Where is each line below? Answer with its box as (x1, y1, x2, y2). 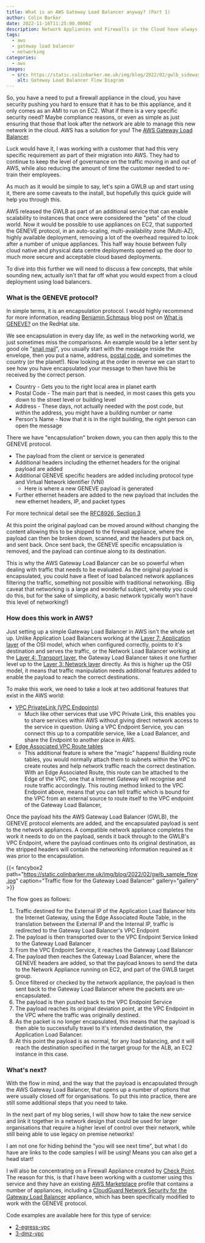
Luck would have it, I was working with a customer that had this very (6, 145, 179, 152)
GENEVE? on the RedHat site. (6, 320, 81, 328)
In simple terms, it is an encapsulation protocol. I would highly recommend (6, 307, 193, 315)
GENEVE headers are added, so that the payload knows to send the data (15, 959, 198, 966)
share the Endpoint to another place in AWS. (24, 736, 136, 743)
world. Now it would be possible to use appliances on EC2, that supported (6, 221, 193, 228)
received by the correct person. (6, 371, 86, 378)
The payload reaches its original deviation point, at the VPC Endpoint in (15, 1005, 195, 1012)
